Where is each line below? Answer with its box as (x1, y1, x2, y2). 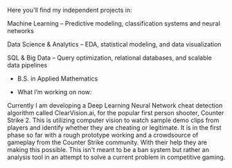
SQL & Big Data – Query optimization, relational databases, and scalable (7, 53, 213, 62)
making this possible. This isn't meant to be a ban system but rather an (7, 146, 210, 153)
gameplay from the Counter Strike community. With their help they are (7, 138, 208, 146)
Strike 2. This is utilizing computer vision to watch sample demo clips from (7, 116, 220, 124)
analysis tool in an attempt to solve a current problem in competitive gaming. (7, 153, 226, 161)
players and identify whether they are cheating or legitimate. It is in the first (7, 124, 222, 131)
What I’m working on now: (17, 88, 92, 96)
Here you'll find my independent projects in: (7, 6, 133, 14)
